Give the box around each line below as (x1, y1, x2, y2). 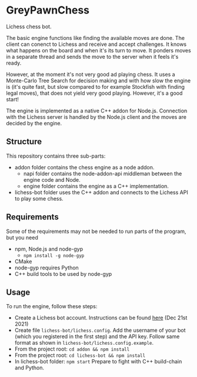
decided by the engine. (6, 119, 62, 126)
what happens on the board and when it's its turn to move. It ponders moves (6, 46, 191, 54)
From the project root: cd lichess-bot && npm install (14, 352, 146, 359)
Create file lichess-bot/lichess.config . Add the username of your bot (14, 327, 186, 334)
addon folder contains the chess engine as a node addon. (14, 164, 155, 171)
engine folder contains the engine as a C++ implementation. (23, 182, 169, 189)
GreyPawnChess (6, 4, 90, 17)
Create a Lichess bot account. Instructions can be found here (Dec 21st (14, 314, 188, 321)
